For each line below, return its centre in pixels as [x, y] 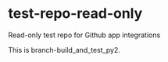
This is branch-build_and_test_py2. [64, 50]
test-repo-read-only [75, 14]
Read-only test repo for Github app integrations [84, 35]
